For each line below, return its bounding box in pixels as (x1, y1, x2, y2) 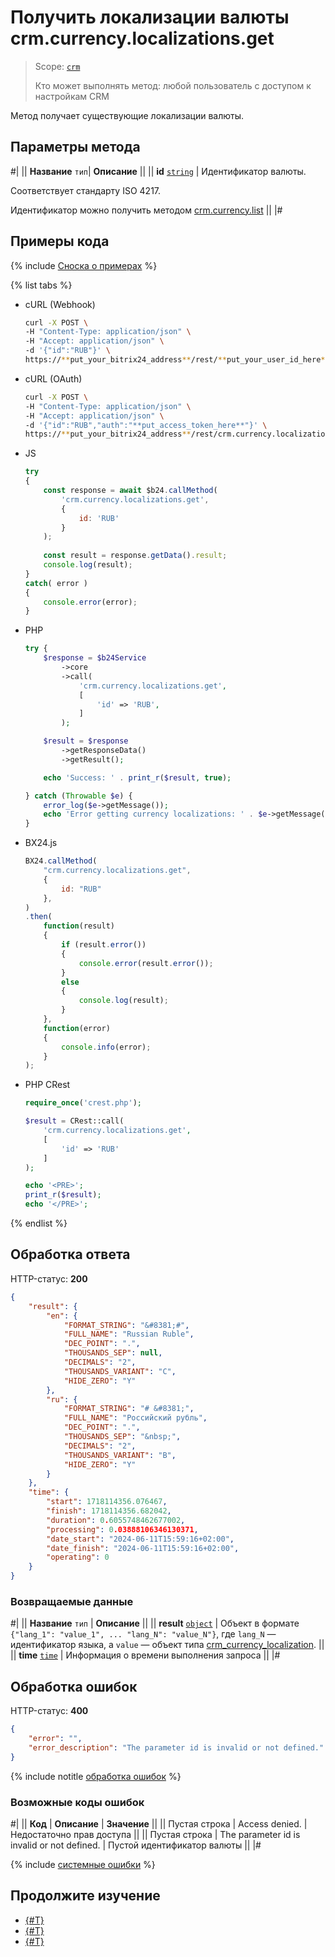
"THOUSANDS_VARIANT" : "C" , (63, 1366, 177, 1376)
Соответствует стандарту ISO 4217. (10, 184, 162, 196)
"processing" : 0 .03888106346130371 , (46, 1524, 199, 1535)
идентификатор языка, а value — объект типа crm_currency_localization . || (10, 1639, 325, 1651)
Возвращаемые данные (10, 1594, 134, 1608)
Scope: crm (34, 60, 81, 72)
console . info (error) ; (61, 1042, 152, 1052)
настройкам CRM (34, 90, 110, 102)
